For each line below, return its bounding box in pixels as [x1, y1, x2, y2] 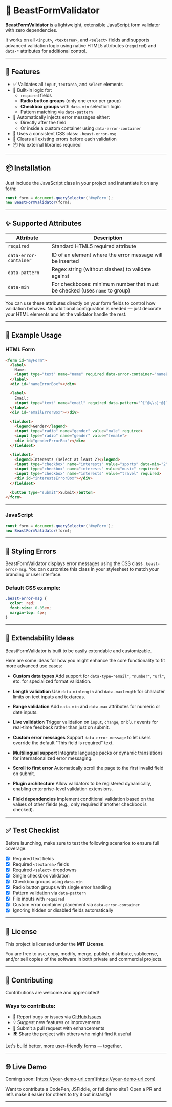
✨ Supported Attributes [5, 219, 82, 227]
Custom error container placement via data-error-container [12, 902, 140, 908]
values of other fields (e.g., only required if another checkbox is [12, 801, 147, 807]
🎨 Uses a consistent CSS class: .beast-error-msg [12, 130, 117, 136]
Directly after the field [20, 119, 67, 126]
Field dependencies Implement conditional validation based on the [12, 796, 155, 802]
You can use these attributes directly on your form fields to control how [5, 300, 156, 306]
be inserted [51, 258, 79, 265]
